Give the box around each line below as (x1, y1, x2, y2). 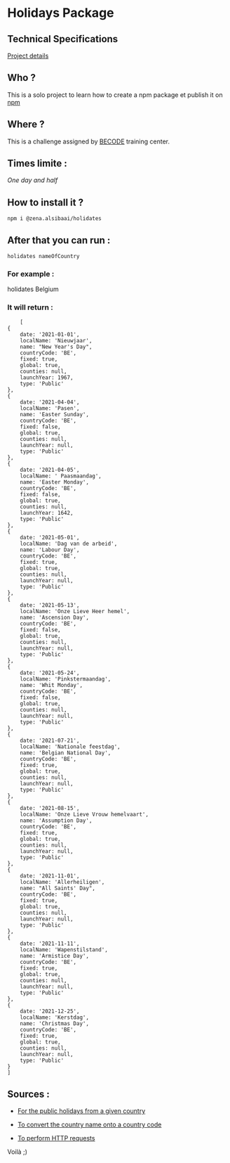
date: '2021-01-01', (20, 330, 80, 338)
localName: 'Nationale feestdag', (20, 743, 121, 750)
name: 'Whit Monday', (20, 681, 83, 688)
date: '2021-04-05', (20, 466, 80, 473)
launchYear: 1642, (20, 509, 74, 516)
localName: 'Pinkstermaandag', (20, 675, 111, 683)
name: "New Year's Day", (20, 343, 93, 350)
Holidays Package (7, 5, 114, 21)
